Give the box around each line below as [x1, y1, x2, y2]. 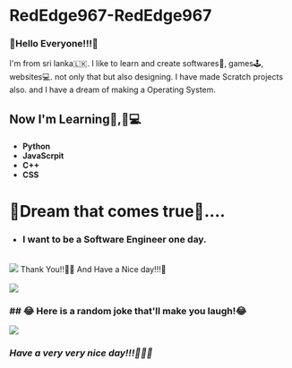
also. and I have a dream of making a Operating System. [9, 84, 217, 95]
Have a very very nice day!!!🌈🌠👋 [9, 347, 153, 359]
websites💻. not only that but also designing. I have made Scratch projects [9, 72, 284, 82]
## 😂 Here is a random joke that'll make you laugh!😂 [9, 304, 247, 317]
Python [21, 141, 51, 152]
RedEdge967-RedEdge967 [9, 5, 212, 26]
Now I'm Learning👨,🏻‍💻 [9, 111, 142, 126]
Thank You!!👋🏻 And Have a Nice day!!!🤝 [20, 263, 167, 274]
